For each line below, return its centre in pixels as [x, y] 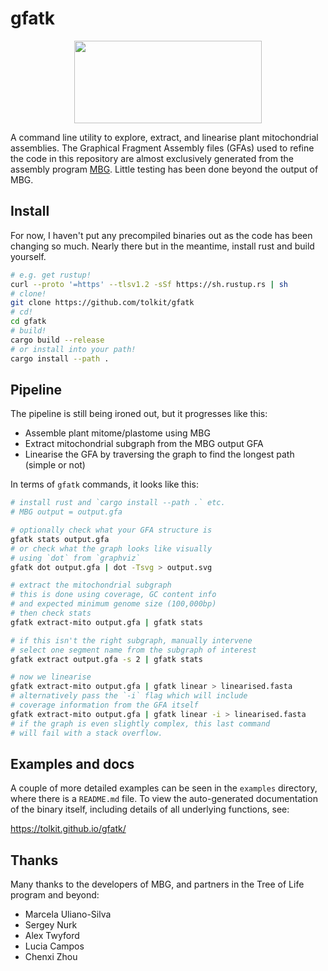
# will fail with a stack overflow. [86, 733]
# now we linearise [51, 677]
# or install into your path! [73, 349]
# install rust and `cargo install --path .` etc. [118, 503]
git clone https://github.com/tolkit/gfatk [102, 303]
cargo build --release [57, 340]
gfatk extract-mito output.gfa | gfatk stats [106, 622]
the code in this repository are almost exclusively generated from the [152, 158]
